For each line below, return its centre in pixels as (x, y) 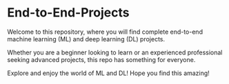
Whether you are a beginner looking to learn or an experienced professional (115, 52)
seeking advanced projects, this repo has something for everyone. (101, 59)
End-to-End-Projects (68, 13)
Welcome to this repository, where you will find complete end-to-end (105, 32)
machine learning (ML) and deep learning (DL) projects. (86, 39)
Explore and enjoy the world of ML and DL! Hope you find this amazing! (109, 73)
